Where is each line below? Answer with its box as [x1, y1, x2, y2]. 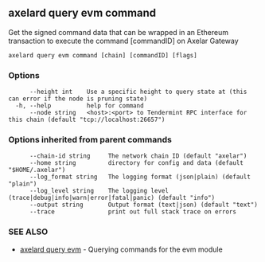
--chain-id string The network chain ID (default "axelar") [29, 152, 247, 160]
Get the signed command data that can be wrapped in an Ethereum [8, 27, 229, 37]
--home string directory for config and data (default [29, 159, 244, 167]
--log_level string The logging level [29, 187, 170, 195]
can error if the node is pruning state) [8, 95, 148, 103]
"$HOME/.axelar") [8, 166, 66, 174]
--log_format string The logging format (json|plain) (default [29, 173, 251, 182]
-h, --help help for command [15, 102, 145, 110]
